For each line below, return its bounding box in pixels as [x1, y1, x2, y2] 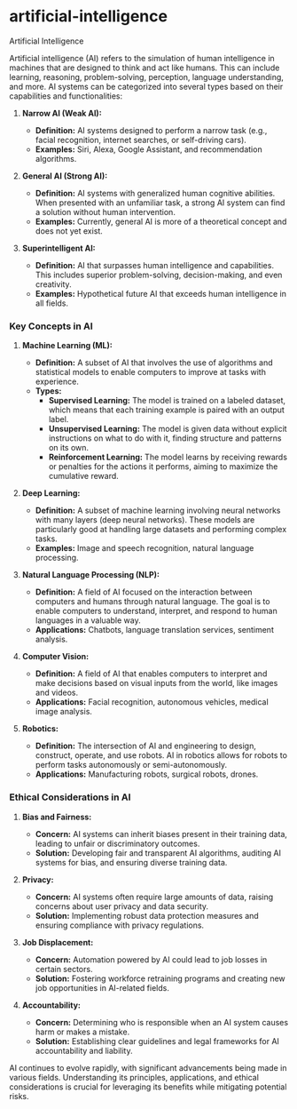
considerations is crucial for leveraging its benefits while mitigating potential [9, 1081, 287, 1092]
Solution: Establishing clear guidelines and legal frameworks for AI [35, 1035, 279, 1046]
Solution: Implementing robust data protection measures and [35, 910, 259, 921]
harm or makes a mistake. [35, 1026, 130, 1037]
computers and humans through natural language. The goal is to [35, 596, 270, 607]
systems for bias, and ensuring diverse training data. [35, 857, 228, 867]
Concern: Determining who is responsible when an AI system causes [35, 1017, 289, 1027]
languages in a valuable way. [35, 615, 141, 626]
